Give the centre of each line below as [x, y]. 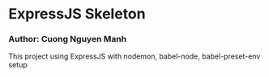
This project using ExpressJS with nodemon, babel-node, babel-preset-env [134, 56]
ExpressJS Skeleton [77, 14]
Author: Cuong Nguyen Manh [68, 39]
